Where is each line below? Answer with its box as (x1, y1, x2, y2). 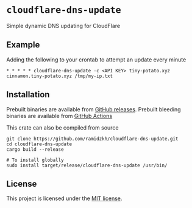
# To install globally (6, 157, 64, 163)
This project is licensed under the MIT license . (6, 195, 123, 202)
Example (6, 40, 40, 50)
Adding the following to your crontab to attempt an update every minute (6, 56, 187, 63)
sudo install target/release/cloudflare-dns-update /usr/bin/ (6, 162, 168, 168)
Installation (6, 89, 50, 100)
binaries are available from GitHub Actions (6, 112, 113, 119)
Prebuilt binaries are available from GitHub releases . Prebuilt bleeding (6, 105, 181, 113)
